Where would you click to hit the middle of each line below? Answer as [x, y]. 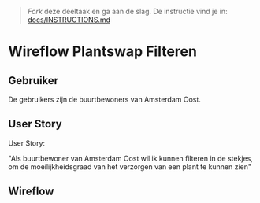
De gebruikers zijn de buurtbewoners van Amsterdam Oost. [104, 99]
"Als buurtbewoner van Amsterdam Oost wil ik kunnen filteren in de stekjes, [131, 158]
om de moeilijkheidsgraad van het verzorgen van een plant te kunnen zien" [130, 166]
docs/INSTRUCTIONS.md [69, 20]
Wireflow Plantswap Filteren [102, 52]
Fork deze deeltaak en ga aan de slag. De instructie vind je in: [127, 11]
